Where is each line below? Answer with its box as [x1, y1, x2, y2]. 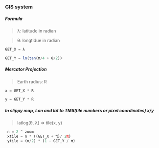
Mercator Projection [5, 66, 47, 72]
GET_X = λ [5, 47, 25, 52]
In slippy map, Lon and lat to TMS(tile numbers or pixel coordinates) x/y [5, 107, 154, 113]
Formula [5, 16, 23, 22]
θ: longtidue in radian [17, 37, 60, 43]
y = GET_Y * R [5, 97, 34, 102]
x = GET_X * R [5, 88, 34, 93]
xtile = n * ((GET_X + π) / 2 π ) [7, 134, 71, 139]
